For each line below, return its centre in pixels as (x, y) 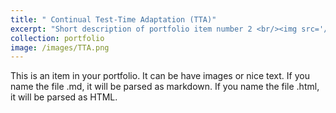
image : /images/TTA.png (60, 47)
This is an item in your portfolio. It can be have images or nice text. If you (160, 76)
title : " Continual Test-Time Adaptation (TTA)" (113, 19)
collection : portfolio (57, 38)
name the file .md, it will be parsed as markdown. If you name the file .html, (165, 87)
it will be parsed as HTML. (64, 97)
